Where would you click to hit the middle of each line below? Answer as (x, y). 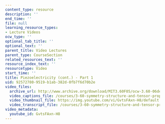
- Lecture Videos (23, 32)
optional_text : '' (24, 46)
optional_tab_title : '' (29, 41)
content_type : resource (29, 10)
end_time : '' (18, 19)
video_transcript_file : (34, 105)
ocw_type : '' (18, 37)
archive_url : (23, 91)
